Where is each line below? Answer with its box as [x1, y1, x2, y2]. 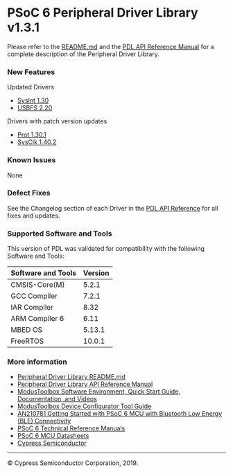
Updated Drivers [7, 83, 54, 91]
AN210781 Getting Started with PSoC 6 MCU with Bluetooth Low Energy [17, 410, 223, 418]
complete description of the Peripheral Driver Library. [7, 50, 159, 58]
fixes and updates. [7, 211, 60, 220]
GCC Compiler [10, 291, 58, 301]
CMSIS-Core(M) [10, 280, 65, 290]
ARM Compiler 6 [10, 314, 64, 324]
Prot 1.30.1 [17, 130, 46, 139]
